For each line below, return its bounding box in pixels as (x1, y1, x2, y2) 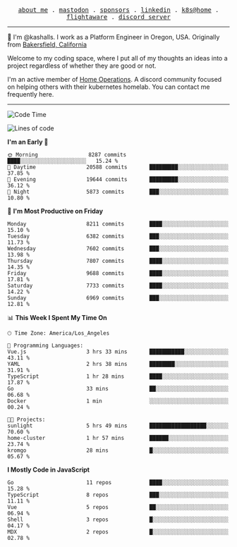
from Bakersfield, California (7, 40, 87, 49)
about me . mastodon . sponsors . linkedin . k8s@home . (18, 6, 219, 13)
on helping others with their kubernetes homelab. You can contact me (7, 82, 210, 91)
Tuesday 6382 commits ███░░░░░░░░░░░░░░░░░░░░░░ (7, 233, 229, 240)
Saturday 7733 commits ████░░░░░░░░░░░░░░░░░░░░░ (7, 282, 229, 289)
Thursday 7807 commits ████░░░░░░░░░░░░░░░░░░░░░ (7, 257, 229, 264)
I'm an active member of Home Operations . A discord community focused (7, 75, 222, 83)
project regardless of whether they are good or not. (7, 61, 157, 70)
